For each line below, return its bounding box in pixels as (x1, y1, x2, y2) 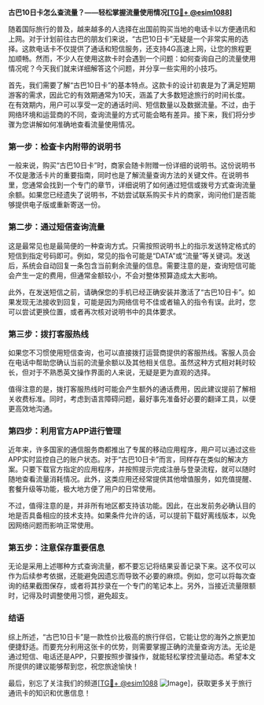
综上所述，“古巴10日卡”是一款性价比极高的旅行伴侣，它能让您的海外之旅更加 (8, 632, 255, 641)
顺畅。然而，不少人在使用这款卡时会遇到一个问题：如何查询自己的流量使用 (14, 54, 256, 63)
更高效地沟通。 (8, 404, 57, 413)
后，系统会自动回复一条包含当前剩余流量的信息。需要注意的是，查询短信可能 (8, 260, 256, 270)
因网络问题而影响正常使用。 (8, 521, 98, 530)
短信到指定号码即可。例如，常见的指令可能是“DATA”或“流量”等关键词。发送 (8, 251, 251, 260)
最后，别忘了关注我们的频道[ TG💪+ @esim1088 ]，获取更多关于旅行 (8, 678, 253, 688)
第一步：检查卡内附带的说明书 (8, 141, 122, 152)
